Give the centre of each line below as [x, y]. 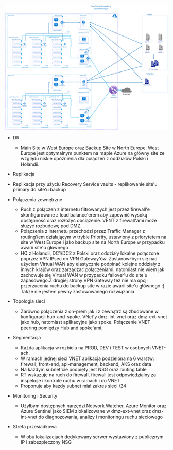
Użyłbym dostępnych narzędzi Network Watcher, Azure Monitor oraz [93, 406]
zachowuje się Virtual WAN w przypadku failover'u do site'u [84, 275]
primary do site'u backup [39, 189]
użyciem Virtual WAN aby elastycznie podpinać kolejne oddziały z [90, 264]
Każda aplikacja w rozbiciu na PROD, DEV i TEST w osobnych [85, 347]
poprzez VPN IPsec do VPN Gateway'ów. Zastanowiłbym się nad [89, 258]
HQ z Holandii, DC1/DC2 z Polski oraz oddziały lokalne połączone [90, 253]
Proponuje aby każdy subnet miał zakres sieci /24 [73, 386]
